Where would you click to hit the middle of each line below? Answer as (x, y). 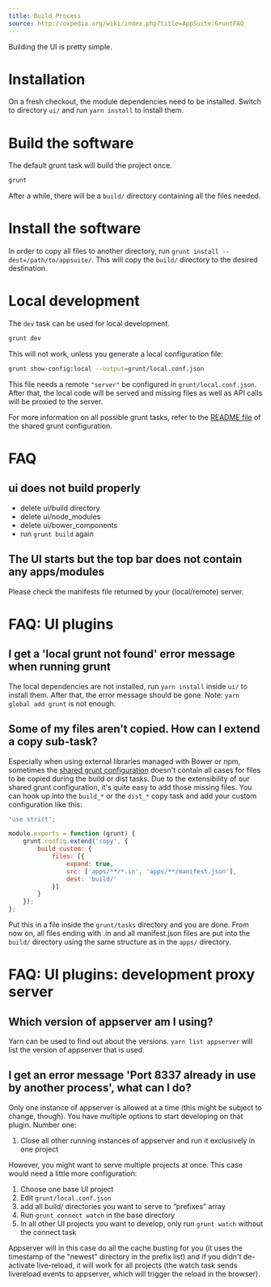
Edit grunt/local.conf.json (66, 1198)
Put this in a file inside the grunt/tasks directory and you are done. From (129, 924)
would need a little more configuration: (73, 1173)
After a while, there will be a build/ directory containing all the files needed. (135, 196)
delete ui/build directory (60, 508)
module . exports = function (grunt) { (72, 834)
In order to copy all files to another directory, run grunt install (114, 251)
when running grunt (59, 667)
